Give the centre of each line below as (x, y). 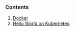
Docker (20, 18)
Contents (17, 7)
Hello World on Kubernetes (41, 23)
